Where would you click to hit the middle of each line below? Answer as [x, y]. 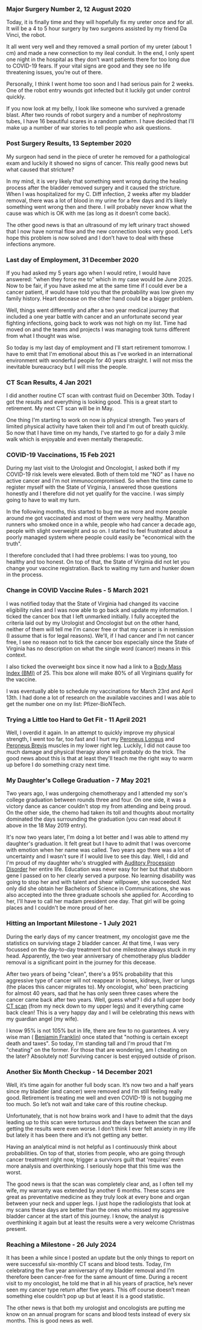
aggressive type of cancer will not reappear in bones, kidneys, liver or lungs [100, 980]
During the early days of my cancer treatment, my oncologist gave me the [98, 937]
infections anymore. [31, 244]
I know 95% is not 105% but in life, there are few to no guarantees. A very [98, 1030]
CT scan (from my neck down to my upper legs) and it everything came [95, 1006]
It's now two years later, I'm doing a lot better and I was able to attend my [97, 837]
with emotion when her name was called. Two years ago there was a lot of [99, 850]
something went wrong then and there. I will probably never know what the [99, 206]
